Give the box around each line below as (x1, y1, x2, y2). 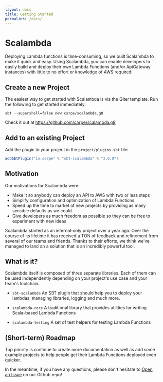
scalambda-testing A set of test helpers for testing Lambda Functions (12, 319, 151, 325)
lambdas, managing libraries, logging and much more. (12, 295, 120, 301)
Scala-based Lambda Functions (12, 310, 76, 316)
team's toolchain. (5, 281, 40, 287)
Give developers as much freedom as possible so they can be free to (12, 213, 151, 219)
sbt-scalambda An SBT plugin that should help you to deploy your (12, 290, 143, 296)
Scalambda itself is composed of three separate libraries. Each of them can (5, 270, 156, 276)
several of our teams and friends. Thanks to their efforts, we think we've (5, 238, 150, 244)
